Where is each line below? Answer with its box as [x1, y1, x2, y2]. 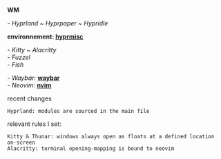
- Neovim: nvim [7, 81, 52, 89]
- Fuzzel [7, 53, 31, 61]
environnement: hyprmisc [7, 32, 84, 41]
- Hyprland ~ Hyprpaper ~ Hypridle [7, 19, 108, 27]
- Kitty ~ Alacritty [7, 46, 57, 54]
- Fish [7, 61, 24, 68]
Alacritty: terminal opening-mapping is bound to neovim [7, 145, 175, 152]
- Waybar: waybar [7, 74, 60, 82]
